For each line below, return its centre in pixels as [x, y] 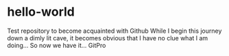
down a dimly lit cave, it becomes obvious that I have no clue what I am [108, 38]
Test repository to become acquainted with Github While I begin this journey [114, 31]
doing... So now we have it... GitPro [57, 45]
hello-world [41, 12]
